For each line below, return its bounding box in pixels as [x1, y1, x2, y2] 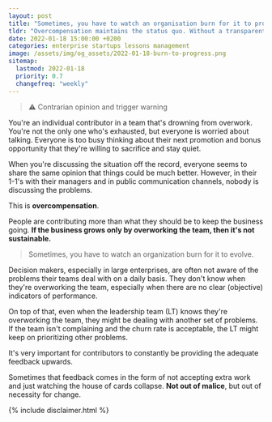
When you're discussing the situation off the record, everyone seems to [8, 159, 248, 168]
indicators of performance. [8, 291, 99, 301]
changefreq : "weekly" [15, 79, 89, 87]
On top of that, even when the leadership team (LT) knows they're [8, 306, 228, 316]
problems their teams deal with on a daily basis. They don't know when [8, 273, 246, 283]
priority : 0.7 [15, 72, 63, 80]
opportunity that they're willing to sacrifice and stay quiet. [8, 143, 202, 153]
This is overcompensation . [8, 200, 100, 211]
